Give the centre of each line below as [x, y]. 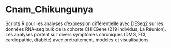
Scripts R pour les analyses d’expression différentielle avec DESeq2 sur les [84, 23]
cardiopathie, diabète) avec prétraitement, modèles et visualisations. [78, 40]
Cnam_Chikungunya [49, 9]
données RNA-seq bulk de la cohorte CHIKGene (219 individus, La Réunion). [86, 29]
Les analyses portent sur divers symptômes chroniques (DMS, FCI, [76, 34]
